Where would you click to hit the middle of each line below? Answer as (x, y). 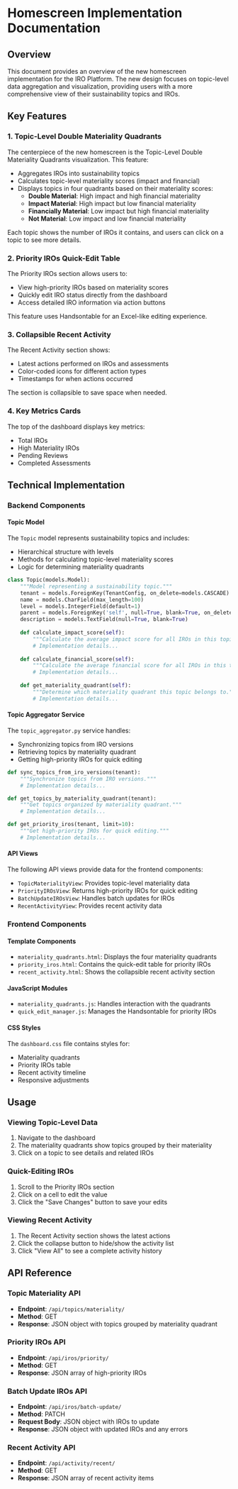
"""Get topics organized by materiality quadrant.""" (101, 805)
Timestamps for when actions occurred (75, 379)
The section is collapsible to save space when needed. (87, 392)
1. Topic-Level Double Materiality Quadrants (85, 136)
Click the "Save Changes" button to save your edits (92, 1202)
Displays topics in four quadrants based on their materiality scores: (115, 188)
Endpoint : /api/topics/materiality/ (71, 1309)
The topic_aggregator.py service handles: (69, 730)
